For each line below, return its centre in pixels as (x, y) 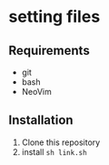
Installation (41, 120)
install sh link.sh (54, 151)
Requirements (49, 51)
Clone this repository (61, 142)
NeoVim (36, 92)
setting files (54, 17)
